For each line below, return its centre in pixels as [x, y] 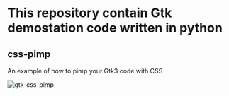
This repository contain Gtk [90, 13]
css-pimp [29, 54]
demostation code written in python [115, 28]
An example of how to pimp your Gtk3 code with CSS [85, 71]
